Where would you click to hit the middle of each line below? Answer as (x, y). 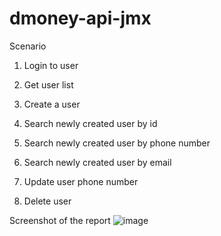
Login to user (51, 65)
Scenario (28, 46)
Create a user (52, 104)
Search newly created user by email (97, 162)
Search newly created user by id (90, 123)
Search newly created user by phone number (117, 143)
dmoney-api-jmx (80, 18)
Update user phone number (81, 181)
